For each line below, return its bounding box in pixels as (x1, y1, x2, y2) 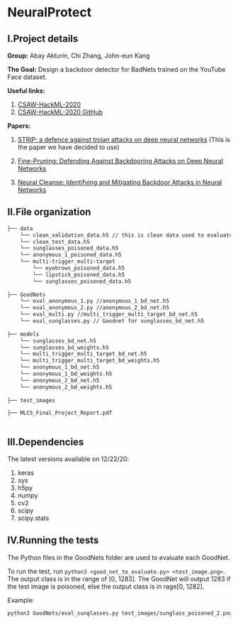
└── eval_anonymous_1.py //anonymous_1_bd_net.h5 (20, 298, 170, 305)
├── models (7, 330, 40, 338)
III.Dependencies (7, 436, 84, 448)
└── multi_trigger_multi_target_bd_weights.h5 (20, 357, 160, 365)
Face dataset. (7, 72, 47, 81)
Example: (7, 596, 35, 604)
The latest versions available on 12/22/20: (7, 455, 130, 463)
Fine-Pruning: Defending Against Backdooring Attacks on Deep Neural (17, 157, 224, 165)
